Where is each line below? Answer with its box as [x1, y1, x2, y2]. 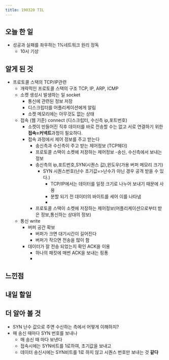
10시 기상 [20, 48, 39, 54]
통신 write [20, 218, 41, 224]
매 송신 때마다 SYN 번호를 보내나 [12, 330, 78, 336]
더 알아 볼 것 [5, 309, 41, 318]
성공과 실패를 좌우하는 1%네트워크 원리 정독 [12, 42, 99, 48]
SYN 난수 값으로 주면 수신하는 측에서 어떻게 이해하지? [12, 323, 119, 329]
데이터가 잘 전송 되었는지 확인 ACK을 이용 [27, 244, 110, 250]
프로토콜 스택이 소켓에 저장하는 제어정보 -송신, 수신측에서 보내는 [35, 149, 162, 155]
